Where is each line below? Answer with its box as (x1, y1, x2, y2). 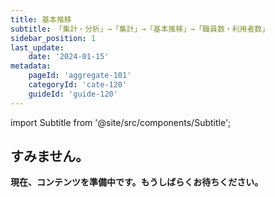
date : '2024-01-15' (28, 52, 110, 62)
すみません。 (10, 148, 90, 165)
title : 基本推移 (10, 14, 72, 25)
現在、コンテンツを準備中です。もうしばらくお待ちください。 (10, 176, 264, 188)
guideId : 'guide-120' (28, 89, 118, 99)
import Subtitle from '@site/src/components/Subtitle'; (10, 116, 232, 128)
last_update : (10, 42, 65, 53)
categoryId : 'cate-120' (28, 80, 128, 90)
